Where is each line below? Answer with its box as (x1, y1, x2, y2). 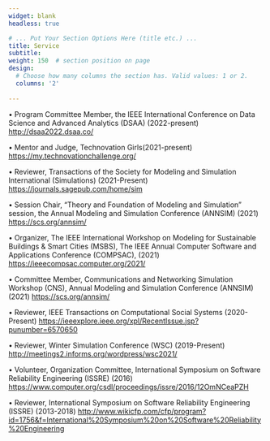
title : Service (8, 41, 60, 50)
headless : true (8, 19, 60, 28)
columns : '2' (15, 79, 60, 88)
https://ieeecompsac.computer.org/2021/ (8, 258, 146, 268)
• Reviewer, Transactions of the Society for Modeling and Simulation (8, 166, 237, 176)
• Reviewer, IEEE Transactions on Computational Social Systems (8, 307, 223, 317)
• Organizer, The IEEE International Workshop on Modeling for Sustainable (8, 232, 257, 242)
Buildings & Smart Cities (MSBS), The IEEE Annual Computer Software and (8, 241, 257, 251)
